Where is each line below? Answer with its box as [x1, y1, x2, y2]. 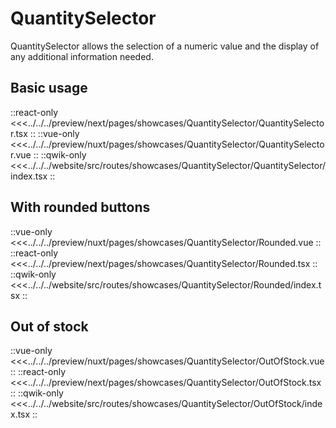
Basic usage [10, 80, 88, 97]
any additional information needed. [10, 50, 154, 62]
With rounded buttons [10, 199, 151, 216]
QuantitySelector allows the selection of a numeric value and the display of [10, 40, 320, 52]
